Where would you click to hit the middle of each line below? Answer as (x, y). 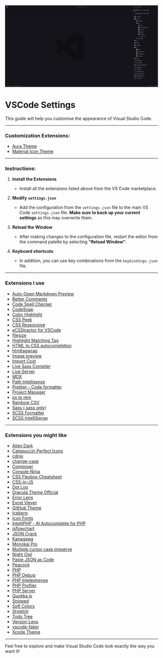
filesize (19, 335)
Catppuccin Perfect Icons (38, 451)
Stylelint (20, 611)
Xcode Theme (26, 632)
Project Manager (29, 392)
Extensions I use (25, 283)
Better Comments (30, 299)
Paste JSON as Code (33, 559)
